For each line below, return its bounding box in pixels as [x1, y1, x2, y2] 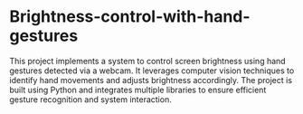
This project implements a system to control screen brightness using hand [9, 55, 287, 66]
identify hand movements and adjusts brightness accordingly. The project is [9, 74, 292, 85]
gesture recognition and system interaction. [9, 93, 172, 105]
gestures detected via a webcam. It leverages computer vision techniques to [9, 65, 295, 76]
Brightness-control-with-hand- [9, 6, 251, 27]
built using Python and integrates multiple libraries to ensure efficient [9, 84, 267, 95]
